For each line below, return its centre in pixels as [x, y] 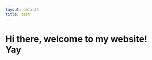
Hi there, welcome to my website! [76, 39]
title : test [18, 14]
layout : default [22, 10]
